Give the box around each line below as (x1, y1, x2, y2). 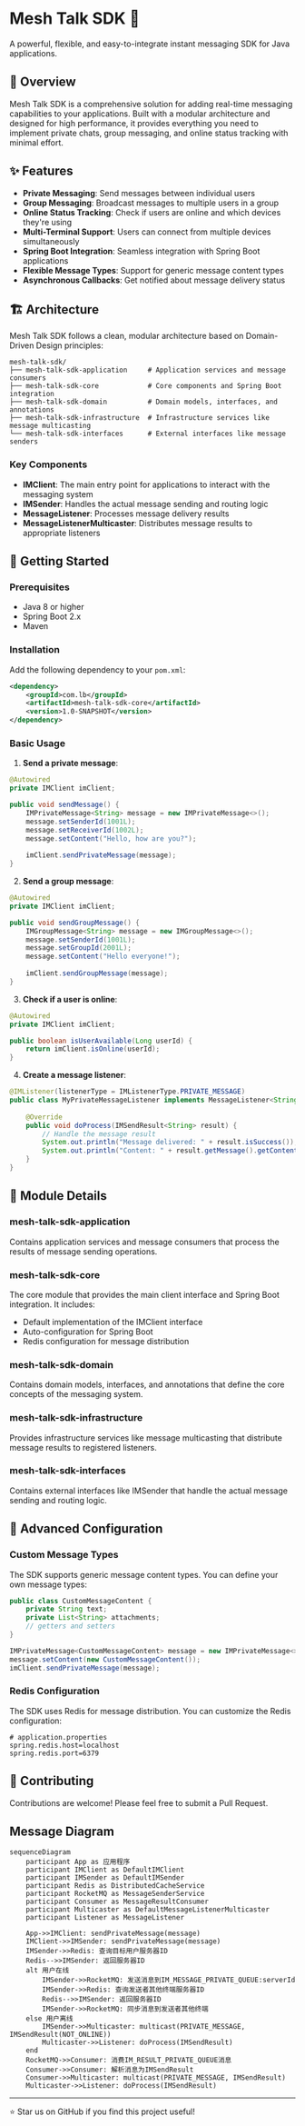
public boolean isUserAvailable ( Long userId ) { (9, 1036, 193, 1045)
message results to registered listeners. (9, 1442, 157, 1452)
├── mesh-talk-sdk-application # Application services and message (9, 365, 286, 375)
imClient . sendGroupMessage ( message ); (25, 969, 169, 978)
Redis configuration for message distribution (22, 1335, 190, 1346)
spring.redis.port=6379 (9, 1749, 100, 1758)
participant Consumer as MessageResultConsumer (25, 1897, 209, 1907)
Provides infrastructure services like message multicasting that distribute (9, 1432, 283, 1443)
